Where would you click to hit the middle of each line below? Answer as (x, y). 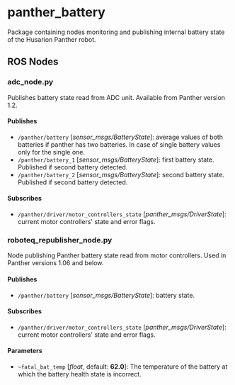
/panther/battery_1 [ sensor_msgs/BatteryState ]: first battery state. (116, 160)
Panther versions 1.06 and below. (56, 263)
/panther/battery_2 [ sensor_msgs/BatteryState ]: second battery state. (121, 174)
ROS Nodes (33, 62)
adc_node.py (30, 82)
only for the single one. (51, 152)
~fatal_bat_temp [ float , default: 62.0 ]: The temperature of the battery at (122, 367)
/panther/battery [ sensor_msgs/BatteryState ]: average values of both (120, 137)
